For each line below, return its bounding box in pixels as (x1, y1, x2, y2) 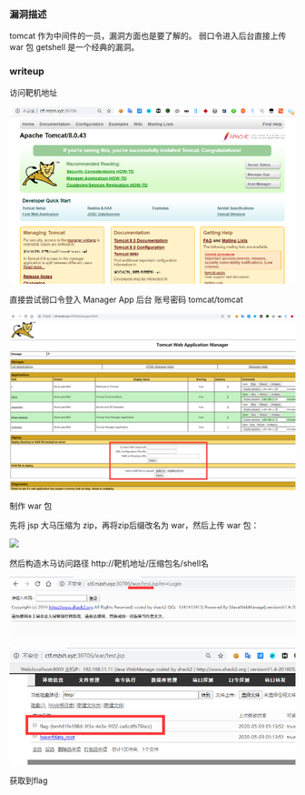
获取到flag (9, 775, 48, 786)
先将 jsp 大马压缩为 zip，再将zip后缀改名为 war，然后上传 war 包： (9, 520, 260, 531)
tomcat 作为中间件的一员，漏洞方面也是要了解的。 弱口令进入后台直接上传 (9, 30, 287, 42)
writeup (9, 65, 45, 78)
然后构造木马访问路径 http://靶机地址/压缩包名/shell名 (9, 558, 209, 569)
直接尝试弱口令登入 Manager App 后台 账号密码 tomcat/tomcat (9, 294, 243, 306)
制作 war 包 (9, 500, 53, 511)
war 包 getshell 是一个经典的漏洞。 (9, 42, 140, 53)
